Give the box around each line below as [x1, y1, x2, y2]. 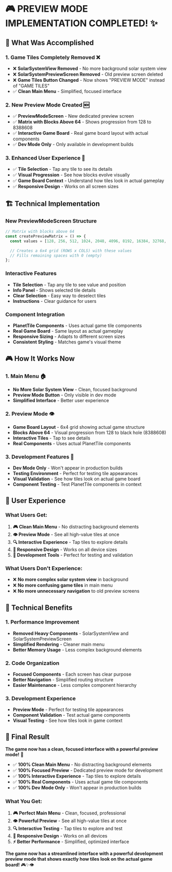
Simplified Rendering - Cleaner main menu [12, 641, 105, 647]
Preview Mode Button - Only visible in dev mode [12, 392, 117, 398]
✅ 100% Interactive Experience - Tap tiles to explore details [12, 773, 141, 779]
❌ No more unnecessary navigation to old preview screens [12, 588, 140, 594]
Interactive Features [5, 270, 57, 277]
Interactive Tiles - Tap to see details [12, 434, 91, 441]
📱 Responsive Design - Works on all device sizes [12, 546, 117, 552]
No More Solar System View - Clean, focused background [12, 386, 137, 392]
